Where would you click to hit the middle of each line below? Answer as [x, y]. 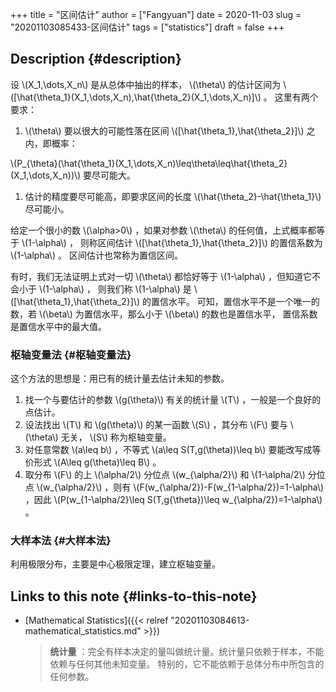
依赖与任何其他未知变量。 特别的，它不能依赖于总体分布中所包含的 [187, 664]
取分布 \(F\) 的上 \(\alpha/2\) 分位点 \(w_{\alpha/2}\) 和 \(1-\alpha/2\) [165, 475]
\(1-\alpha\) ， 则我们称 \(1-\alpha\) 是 [115, 289]
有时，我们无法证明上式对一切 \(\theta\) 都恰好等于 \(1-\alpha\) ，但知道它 [161, 276]
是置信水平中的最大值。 [58, 326]
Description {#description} [96, 59]
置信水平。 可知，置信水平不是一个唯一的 [235, 301]
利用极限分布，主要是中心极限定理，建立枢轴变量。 [115, 564]
